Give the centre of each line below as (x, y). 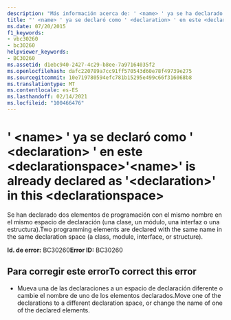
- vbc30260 (23, 39)
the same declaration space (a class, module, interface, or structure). (105, 236)
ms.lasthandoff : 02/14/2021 (47, 97)
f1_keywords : (26, 33)
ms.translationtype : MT (41, 84)
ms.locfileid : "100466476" (46, 103)
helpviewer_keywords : (38, 52)
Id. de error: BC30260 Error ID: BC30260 (65, 250)
